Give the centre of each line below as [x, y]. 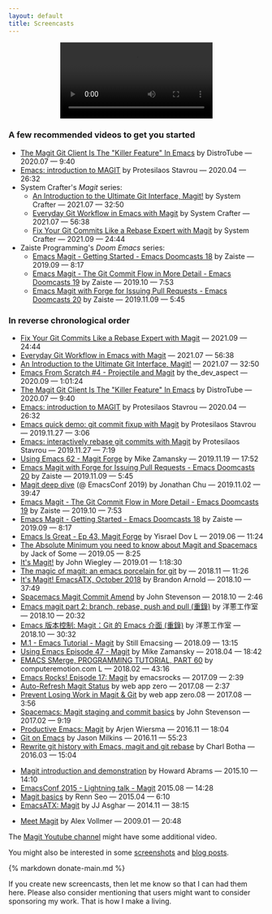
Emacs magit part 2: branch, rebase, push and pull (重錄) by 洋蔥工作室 [139, 606]
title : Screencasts [41, 24]
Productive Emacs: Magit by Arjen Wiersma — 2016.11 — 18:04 [125, 729]
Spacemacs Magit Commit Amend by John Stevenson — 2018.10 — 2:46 [142, 597]
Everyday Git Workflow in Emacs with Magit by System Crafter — [141, 213]
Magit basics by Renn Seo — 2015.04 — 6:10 [95, 797]
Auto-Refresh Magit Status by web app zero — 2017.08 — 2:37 [125, 686]
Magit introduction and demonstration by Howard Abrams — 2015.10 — [139, 771]
